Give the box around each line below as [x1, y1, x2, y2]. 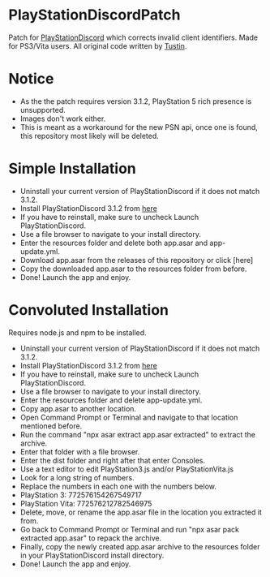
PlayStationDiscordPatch [8, 6, 181, 24]
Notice [8, 70, 54, 88]
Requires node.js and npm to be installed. [8, 327, 148, 338]
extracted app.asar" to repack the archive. [19, 533, 162, 543]
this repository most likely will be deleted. [19, 131, 160, 140]
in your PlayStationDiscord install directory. [19, 550, 165, 560]
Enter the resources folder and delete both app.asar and [19, 238, 208, 248]
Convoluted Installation [8, 301, 169, 319]
